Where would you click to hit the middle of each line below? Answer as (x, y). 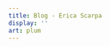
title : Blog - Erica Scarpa (55, 16)
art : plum (25, 30)
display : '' (28, 23)
